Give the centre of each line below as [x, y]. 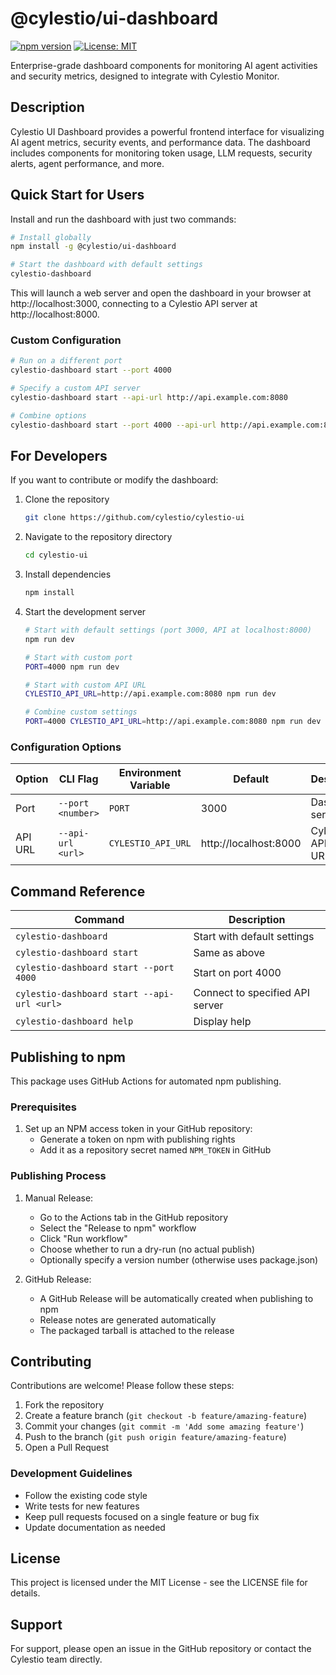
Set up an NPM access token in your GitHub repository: [138, 1129]
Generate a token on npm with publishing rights [137, 1139]
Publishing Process [58, 1176]
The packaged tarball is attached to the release [137, 1330]
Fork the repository [64, 1405]
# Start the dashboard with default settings [106, 265]
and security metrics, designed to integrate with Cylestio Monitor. [145, 76]
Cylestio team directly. [56, 1659]
